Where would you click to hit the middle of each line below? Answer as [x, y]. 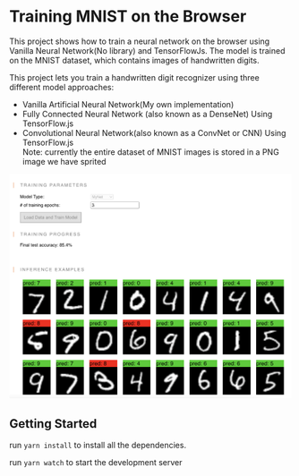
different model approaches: [62, 87]
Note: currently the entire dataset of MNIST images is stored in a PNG [150, 152]
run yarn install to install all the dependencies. [98, 446]
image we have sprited [64, 161]
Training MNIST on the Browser [128, 17]
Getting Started [53, 424]
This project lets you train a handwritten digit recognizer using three [134, 77]
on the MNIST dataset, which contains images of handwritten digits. [134, 60]
